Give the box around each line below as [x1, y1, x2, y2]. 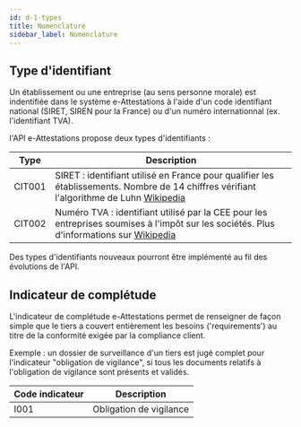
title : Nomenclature [9, 22, 87, 30]
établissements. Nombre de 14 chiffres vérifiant [55, 180, 257, 193]
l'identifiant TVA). [9, 116, 73, 126]
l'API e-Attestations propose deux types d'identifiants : [9, 133, 211, 144]
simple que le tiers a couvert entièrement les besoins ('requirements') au [9, 320, 278, 331]
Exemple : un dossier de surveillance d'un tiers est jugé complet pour [9, 347, 265, 358]
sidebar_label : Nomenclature [9, 30, 118, 39]
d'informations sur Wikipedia [55, 229, 176, 241]
